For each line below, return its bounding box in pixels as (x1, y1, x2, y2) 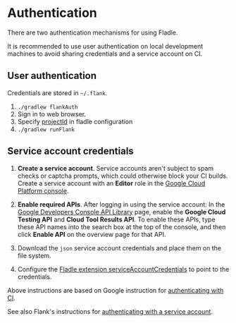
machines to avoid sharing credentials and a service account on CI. (7, 49, 203, 58)
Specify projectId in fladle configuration (17, 117, 133, 126)
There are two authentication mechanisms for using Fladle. (7, 28, 178, 37)
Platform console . (17, 186, 69, 195)
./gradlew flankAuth (17, 104, 78, 111)
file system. (17, 251, 51, 260)
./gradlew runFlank (17, 126, 75, 133)
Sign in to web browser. (17, 109, 87, 118)
